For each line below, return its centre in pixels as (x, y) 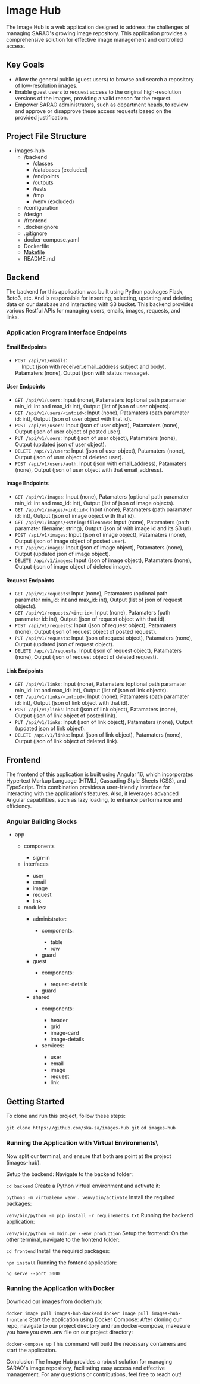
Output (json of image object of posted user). (70, 541)
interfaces (36, 864)
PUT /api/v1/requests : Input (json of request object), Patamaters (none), (104, 638)
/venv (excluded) (53, 201)
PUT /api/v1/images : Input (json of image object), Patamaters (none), (99, 547)
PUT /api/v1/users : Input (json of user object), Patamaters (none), (96, 438)
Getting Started (35, 1102)
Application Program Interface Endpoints (67, 332)
